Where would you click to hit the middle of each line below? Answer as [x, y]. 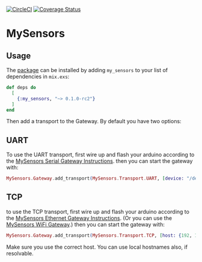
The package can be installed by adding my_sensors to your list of [87, 70]
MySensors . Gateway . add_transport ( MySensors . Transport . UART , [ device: [95, 178]
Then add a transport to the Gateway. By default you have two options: [94, 121]
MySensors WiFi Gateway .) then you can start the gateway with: [86, 224]
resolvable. [20, 253]
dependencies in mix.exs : [38, 76]
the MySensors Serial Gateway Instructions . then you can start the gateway [99, 161]
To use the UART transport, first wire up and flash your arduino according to [100, 155]
